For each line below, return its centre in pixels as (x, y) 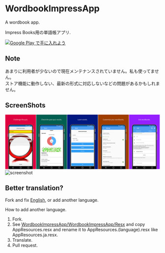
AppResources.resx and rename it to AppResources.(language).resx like (85, 229)
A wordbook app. (23, 22)
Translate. (22, 240)
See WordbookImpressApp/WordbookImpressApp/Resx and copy (79, 224)
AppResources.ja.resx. (35, 235)
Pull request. (25, 245)
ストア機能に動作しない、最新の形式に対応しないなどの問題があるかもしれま (82, 83)
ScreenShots (25, 106)
